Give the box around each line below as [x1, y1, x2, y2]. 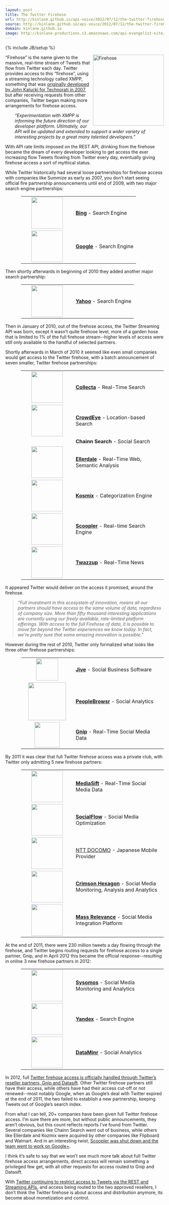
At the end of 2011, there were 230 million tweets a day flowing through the [5, 942, 161, 948]
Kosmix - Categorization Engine [75, 492, 152, 499]
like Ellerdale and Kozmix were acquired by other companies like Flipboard [5, 1132, 159, 1138]
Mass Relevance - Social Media [75, 914, 152, 920]
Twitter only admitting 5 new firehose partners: [5, 759, 103, 765]
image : [5, 31, 19, 36]
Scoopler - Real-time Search [75, 522, 146, 529]
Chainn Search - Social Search [75, 438, 150, 445]
